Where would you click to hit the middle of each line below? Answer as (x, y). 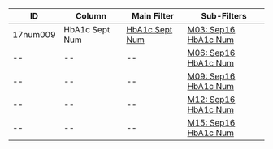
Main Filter (153, 16)
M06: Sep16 (211, 53)
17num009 (34, 34)
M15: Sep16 (211, 123)
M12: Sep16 (211, 99)
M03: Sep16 (211, 30)
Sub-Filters (224, 16)
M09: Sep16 (211, 76)
